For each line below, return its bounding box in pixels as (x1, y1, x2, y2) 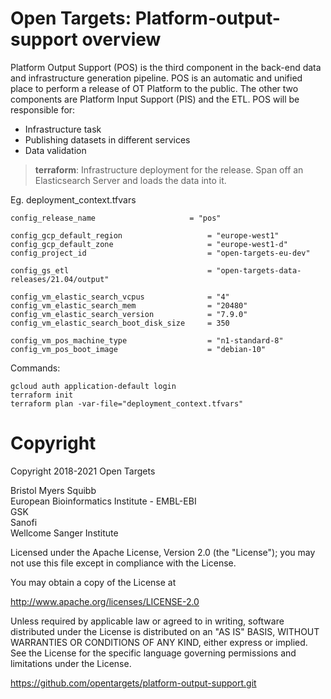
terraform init (10, 390, 74, 400)
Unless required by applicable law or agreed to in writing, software (10, 615, 285, 627)
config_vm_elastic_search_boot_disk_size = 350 (10, 318, 230, 328)
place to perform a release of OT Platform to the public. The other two (10, 82, 299, 94)
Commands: (10, 362, 61, 374)
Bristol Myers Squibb (10, 484, 97, 496)
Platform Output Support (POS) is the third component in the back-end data (10, 61, 322, 73)
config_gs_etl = (10, 265, 213, 276)
